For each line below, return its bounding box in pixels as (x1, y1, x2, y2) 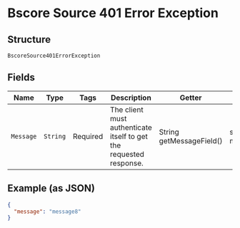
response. (109, 158, 144, 168)
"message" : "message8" (14, 208, 81, 215)
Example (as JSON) (7, 182, 95, 195)
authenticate (109, 123, 152, 133)
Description (110, 93, 151, 103)
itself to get (109, 131, 148, 141)
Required (72, 131, 104, 141)
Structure (7, 33, 51, 46)
